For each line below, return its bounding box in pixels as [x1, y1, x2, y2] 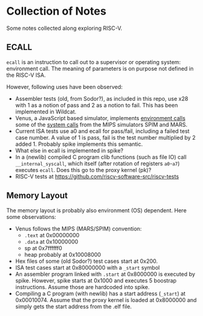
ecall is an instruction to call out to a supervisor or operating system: [6, 58, 181, 65]
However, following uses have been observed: [6, 83, 123, 90]
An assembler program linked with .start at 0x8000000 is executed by [15, 270, 196, 278]
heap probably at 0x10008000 [24, 251, 102, 258]
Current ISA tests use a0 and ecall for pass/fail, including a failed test [15, 127, 190, 135]
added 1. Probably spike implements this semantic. [15, 140, 143, 148]
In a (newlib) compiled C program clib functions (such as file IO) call [15, 153, 186, 160]
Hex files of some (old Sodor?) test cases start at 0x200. [15, 257, 158, 265]
